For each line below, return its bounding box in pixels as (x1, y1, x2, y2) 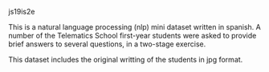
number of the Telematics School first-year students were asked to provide (8, 31, 257, 40)
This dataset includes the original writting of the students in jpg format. (8, 55, 243, 64)
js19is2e (8, 7, 35, 16)
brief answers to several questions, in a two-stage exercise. (8, 39, 206, 49)
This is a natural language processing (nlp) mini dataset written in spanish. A (8, 22, 261, 31)
